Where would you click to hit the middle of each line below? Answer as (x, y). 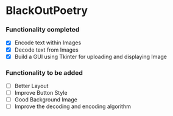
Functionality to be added (44, 72)
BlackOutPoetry (47, 11)
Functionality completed (43, 30)
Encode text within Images (48, 43)
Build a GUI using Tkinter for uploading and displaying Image (90, 56)
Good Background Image (46, 100)
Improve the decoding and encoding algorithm (73, 106)
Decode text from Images (46, 50)
